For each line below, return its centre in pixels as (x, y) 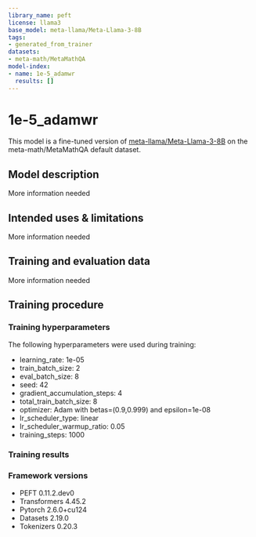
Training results (39, 455)
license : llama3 (34, 23)
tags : (17, 37)
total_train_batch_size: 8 (58, 401)
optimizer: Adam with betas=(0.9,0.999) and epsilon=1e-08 (115, 409)
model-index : (29, 67)
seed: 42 (34, 384)
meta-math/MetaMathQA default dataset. (74, 150)
